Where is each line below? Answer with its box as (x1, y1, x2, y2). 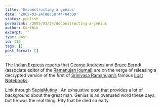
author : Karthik (5, 26, 39, 30)
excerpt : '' (5, 30, 30, 35)
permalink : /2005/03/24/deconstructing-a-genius (5, 21, 107, 26)
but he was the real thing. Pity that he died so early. (5, 97, 110, 103)
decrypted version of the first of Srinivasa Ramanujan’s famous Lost (5, 72, 143, 78)
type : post (5, 35, 28, 40)
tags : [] (5, 44, 23, 49)
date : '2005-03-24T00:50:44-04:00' (5, 12, 79, 17)
